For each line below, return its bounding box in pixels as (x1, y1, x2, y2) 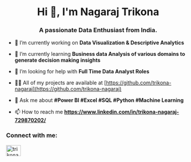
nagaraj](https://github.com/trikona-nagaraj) (14, 86, 121, 93)
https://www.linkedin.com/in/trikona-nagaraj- (64, 108, 179, 115)
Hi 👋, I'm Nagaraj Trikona (37, 5, 159, 19)
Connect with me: (6, 131, 58, 139)
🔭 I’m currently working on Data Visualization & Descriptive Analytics (14, 39, 185, 46)
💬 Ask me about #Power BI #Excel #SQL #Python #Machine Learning (14, 97, 184, 104)
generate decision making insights (14, 57, 101, 64)
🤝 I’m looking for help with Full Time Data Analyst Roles (14, 68, 150, 75)
